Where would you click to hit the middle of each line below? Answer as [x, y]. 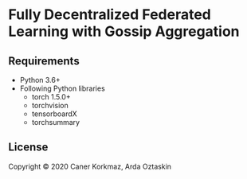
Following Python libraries [62, 88]
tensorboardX [54, 114]
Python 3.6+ [40, 80]
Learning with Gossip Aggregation [124, 31]
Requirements [44, 61]
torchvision [50, 105]
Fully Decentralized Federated [110, 15]
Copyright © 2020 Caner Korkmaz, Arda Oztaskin [90, 166]
